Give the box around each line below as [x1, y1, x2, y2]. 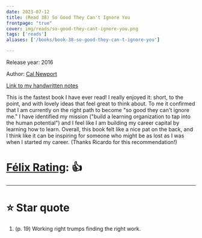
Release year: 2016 [6, 58, 54, 66]
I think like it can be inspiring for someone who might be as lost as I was [6, 132, 185, 139]
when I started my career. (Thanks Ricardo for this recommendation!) [6, 139, 177, 145]
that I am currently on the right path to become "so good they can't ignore [6, 107, 189, 113]
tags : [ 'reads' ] [6, 31, 47, 37]
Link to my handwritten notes [6, 82, 79, 89]
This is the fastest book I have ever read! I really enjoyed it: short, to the [6, 94, 183, 101]
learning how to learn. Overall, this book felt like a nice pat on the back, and [6, 126, 194, 133]
